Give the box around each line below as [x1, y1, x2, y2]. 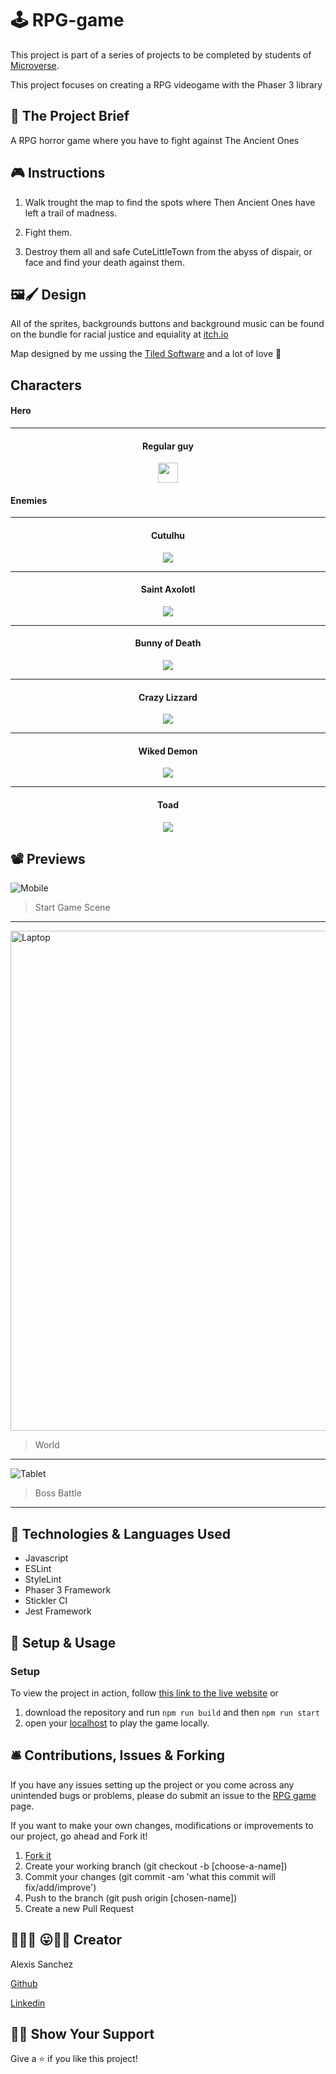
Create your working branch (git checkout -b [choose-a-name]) [24, 1860, 288, 1872]
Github [10, 1977, 38, 1989]
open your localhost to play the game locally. [24, 1717, 210, 1729]
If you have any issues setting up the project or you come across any [10, 1778, 295, 1791]
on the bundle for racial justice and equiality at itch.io [10, 328, 229, 341]
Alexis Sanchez [10, 1958, 74, 1970]
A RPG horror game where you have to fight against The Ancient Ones [10, 134, 300, 146]
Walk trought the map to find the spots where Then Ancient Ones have [24, 196, 316, 208]
